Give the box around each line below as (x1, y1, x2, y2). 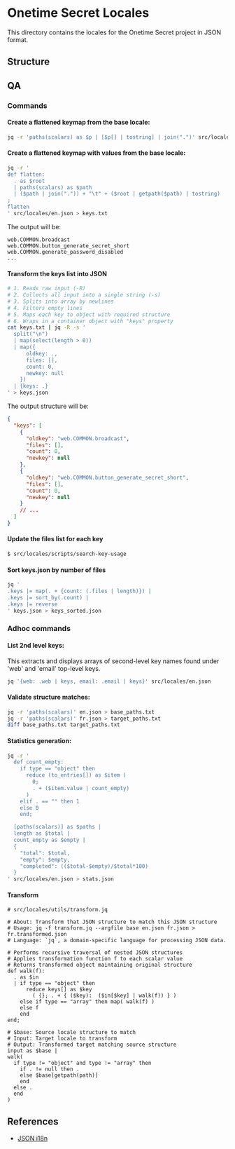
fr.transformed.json (7, 931, 68, 938)
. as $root (13, 177, 45, 184)
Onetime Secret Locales (7, 5, 150, 21)
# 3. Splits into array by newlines (7, 298, 114, 305)
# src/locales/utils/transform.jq (7, 906, 108, 913)
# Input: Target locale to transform (7, 1035, 117, 1042)
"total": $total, (20, 850, 71, 857)
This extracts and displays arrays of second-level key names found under (7, 657, 220, 665)
